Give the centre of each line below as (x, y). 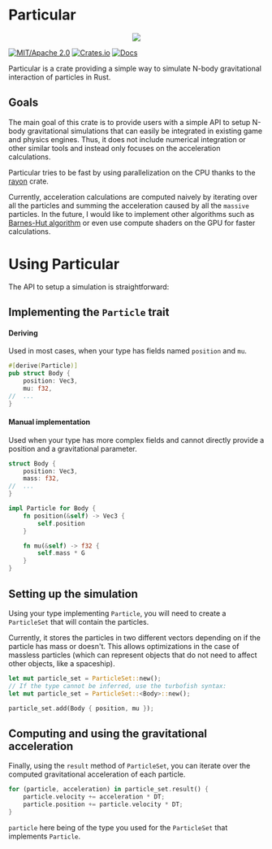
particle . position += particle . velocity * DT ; (103, 804)
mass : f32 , (41, 479)
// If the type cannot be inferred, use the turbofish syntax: (118, 686)
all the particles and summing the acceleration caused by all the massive (129, 206)
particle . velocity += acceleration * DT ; (94, 797)
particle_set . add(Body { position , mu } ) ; (81, 708)
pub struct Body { (39, 374)
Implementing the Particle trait (89, 312)
